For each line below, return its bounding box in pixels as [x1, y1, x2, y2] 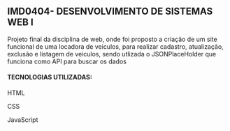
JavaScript [7, 116, 38, 124]
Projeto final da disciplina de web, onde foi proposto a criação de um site [7, 35, 218, 43]
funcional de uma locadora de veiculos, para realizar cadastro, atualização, [7, 42, 224, 51]
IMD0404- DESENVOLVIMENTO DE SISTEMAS [7, 6, 213, 17]
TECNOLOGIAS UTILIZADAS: [7, 73, 92, 82]
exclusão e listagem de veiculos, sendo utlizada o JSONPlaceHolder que [7, 49, 217, 58]
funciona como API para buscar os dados [7, 57, 127, 65]
